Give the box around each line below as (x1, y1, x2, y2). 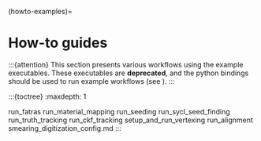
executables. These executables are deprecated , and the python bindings (8, 68, 249, 78)
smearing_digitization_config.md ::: (8, 123, 122, 132)
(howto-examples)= (8, 7, 73, 16)
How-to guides (8, 34, 108, 52)
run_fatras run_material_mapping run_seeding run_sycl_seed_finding (8, 107, 230, 116)
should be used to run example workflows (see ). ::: (8, 76, 175, 85)
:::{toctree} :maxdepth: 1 (8, 92, 87, 101)
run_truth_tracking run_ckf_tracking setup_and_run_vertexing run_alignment (8, 115, 254, 125)
